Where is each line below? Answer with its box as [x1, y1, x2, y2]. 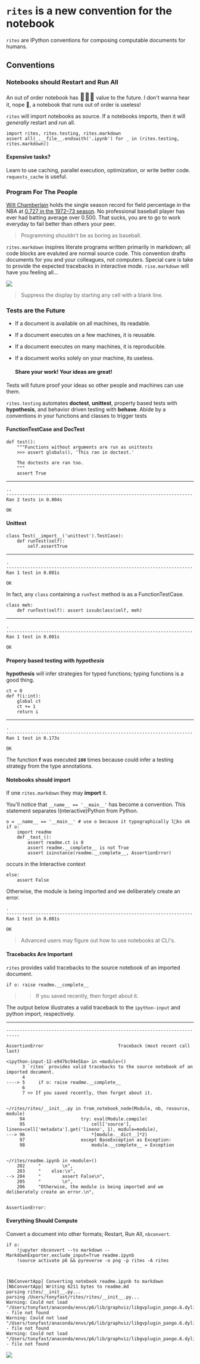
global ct [17, 699, 42, 705]
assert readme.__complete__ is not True [27, 845, 129, 851]
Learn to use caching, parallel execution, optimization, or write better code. [6, 166, 190, 173]
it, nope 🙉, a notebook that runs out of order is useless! [6, 101, 141, 108]
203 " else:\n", [17, 1168, 76, 1174]
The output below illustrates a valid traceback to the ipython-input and [6, 1003, 180, 1011]
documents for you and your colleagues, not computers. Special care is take [6, 256, 193, 263]
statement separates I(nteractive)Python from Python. [6, 807, 139, 814]
